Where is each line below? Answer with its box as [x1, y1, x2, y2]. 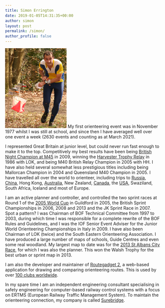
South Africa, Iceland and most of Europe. [5, 185, 90, 191]
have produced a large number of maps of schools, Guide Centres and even [5, 236, 159, 242]
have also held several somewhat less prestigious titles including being [5, 165, 149, 170]
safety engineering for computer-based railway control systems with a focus [5, 287, 160, 292]
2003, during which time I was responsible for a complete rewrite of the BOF [5, 216, 160, 221]
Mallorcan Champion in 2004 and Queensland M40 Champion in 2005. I [5, 169, 151, 175]
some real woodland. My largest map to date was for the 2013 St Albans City [5, 242, 160, 248]
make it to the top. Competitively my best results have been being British [5, 149, 152, 154]
